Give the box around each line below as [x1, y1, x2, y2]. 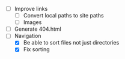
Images [23, 19, 42, 26]
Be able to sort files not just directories [23, 39, 120, 46]
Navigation [14, 33, 41, 40]
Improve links [14, 5, 48, 12]
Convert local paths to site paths [23, 12, 104, 19]
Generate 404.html [14, 25, 61, 33]
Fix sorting [23, 46, 50, 53]
